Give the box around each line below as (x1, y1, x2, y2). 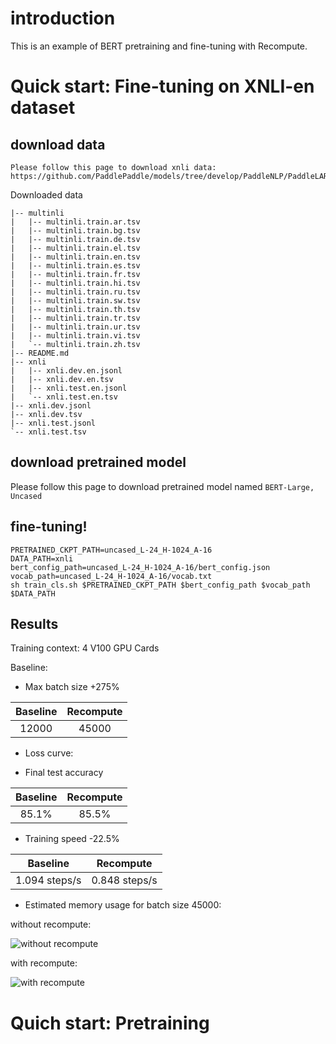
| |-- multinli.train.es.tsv (10, 260, 141, 271)
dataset (10, 97, 76, 119)
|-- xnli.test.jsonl (10, 418, 97, 428)
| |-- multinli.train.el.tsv (10, 243, 141, 253)
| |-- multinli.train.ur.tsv (10, 322, 141, 332)
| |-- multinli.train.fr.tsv (10, 269, 141, 279)
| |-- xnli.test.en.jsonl (10, 383, 128, 393)
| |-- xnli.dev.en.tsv (10, 374, 114, 384)
